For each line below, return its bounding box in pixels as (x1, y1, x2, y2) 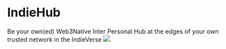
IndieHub (7, 5, 61, 20)
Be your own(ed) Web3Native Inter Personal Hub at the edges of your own (7, 27, 219, 35)
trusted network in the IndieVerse (7, 35, 102, 44)
